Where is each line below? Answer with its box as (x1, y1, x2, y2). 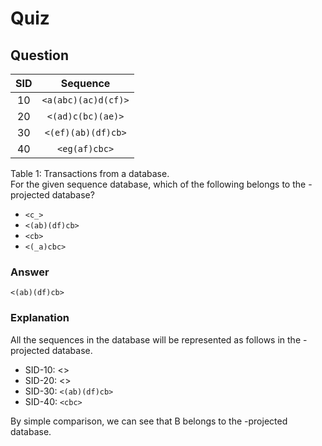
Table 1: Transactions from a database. (10, 168, 170, 179)
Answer (10, 265, 50, 279)
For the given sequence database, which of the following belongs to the (10, 178, 307, 190)
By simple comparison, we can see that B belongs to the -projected (10, 415, 288, 427)
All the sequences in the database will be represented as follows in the (10, 333, 302, 346)
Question (10, 47, 69, 64)
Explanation (10, 311, 70, 325)
